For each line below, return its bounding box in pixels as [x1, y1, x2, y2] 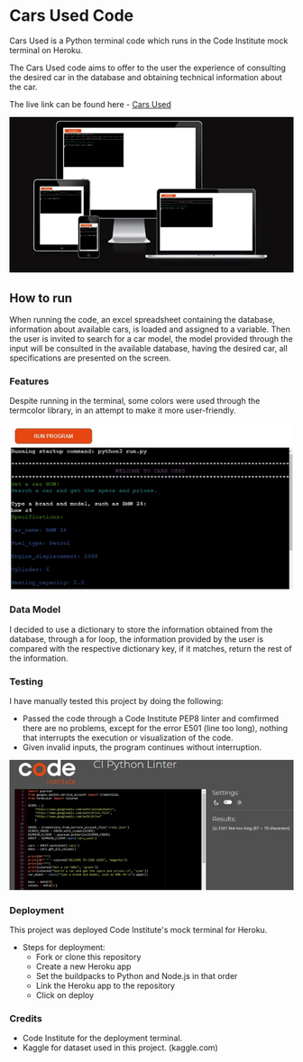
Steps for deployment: [22, 942, 106, 953]
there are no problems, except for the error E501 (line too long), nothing [22, 722, 289, 733]
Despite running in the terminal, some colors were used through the [9, 396, 261, 407]
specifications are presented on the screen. [9, 352, 171, 363]
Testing [9, 675, 43, 688]
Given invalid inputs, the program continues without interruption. [22, 741, 262, 753]
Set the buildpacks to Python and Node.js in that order [35, 971, 238, 982]
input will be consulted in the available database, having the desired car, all [9, 343, 289, 354]
